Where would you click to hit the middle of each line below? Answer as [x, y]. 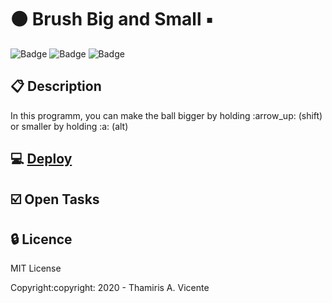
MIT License [36, 268]
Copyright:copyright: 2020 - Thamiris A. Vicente [110, 288]
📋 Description [56, 86]
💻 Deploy [41, 159]
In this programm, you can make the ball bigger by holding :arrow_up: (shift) [166, 115]
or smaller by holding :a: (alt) [69, 126]
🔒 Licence [41, 239]
